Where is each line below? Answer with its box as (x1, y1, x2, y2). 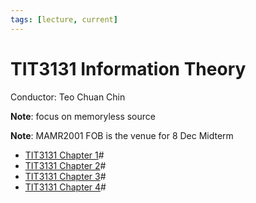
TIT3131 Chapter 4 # (24, 181, 107, 193)
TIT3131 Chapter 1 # (24, 149, 105, 161)
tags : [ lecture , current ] (10, 14, 118, 25)
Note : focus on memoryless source (10, 110, 156, 122)
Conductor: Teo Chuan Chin (10, 91, 126, 103)
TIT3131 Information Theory (10, 57, 247, 80)
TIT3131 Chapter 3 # (24, 170, 107, 182)
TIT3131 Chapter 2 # (24, 159, 107, 171)
